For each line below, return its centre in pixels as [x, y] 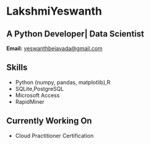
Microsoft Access [37, 95]
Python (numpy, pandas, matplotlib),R [63, 82]
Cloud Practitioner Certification [54, 135]
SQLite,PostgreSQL [39, 88]
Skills [17, 67]
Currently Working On [49, 121]
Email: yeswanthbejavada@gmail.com [54, 48]
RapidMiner [30, 101]
